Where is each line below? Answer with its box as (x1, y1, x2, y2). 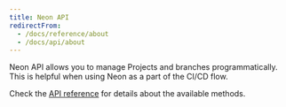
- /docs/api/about (17, 37, 86, 47)
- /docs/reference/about (17, 29, 109, 38)
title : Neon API (9, 12, 69, 22)
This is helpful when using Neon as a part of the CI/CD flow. (9, 72, 228, 82)
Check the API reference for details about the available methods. (9, 88, 246, 99)
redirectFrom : (9, 21, 62, 30)
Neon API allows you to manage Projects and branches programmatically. (9, 62, 278, 73)
